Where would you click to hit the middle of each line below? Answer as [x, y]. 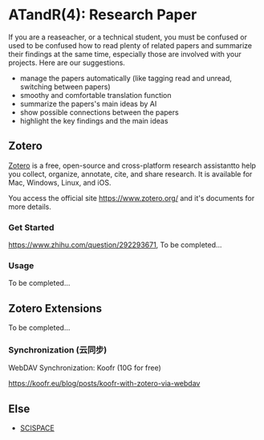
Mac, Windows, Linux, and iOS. [60, 182]
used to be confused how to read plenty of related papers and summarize [130, 45]
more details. [30, 206]
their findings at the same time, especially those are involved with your [125, 54]
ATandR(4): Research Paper [103, 15]
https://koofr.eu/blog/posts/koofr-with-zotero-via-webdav [104, 384]
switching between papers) [65, 87]
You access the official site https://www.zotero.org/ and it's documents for [132, 198]
